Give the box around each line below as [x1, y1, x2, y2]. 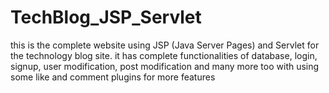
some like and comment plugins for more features [10, 71, 216, 83]
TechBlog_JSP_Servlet [10, 6, 202, 29]
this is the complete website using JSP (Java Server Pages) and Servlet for [10, 39, 320, 51]
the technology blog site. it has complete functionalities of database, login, [10, 49, 318, 61]
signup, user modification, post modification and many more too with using [10, 60, 320, 72]
